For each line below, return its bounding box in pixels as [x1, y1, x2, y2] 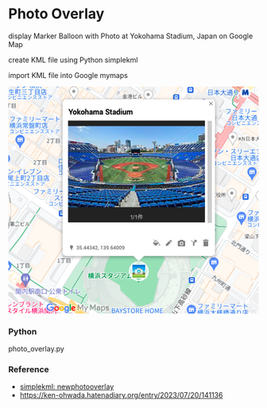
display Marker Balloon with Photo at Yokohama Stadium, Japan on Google [8, 31, 253, 41]
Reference [8, 364, 49, 375]
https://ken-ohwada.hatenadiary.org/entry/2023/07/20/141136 [19, 390, 223, 400]
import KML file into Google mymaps [8, 70, 129, 80]
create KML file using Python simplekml [8, 55, 138, 65]
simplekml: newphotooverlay [19, 382, 114, 391]
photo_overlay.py [8, 344, 65, 354]
